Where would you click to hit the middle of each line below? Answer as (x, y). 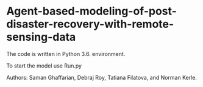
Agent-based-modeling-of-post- (91, 11)
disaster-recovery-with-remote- (90, 24)
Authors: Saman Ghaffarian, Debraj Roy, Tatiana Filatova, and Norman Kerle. (101, 77)
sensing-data (41, 37)
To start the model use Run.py (44, 66)
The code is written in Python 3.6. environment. (66, 54)
